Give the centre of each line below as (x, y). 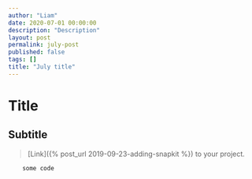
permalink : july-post (44, 45)
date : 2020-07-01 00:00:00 (52, 23)
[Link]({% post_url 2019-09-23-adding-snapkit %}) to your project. (136, 154)
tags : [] (22, 60)
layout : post (30, 37)
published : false (37, 52)
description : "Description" (54, 30)
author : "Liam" (33, 15)
